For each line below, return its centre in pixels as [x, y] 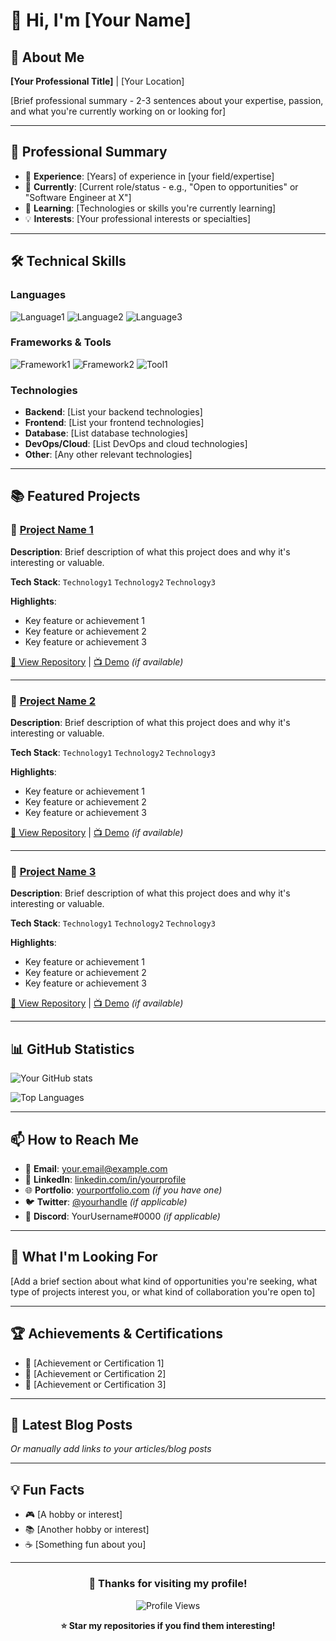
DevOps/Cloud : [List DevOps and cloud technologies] [136, 444]
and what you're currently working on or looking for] [118, 111]
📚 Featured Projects [75, 496]
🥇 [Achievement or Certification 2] [95, 1373]
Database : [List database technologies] [106, 433]
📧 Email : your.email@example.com [96, 1168]
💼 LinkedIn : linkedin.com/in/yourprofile [105, 1179]
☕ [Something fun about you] [85, 1545]
